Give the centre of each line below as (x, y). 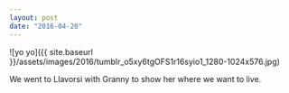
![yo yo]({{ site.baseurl (51, 51)
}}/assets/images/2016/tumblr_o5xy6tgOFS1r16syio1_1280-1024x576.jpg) (144, 61)
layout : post (34, 18)
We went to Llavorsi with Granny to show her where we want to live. (135, 79)
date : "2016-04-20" (46, 26)
